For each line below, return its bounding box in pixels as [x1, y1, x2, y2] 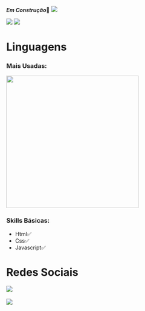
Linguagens [6, 40, 67, 54]
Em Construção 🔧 [6, 7, 50, 13]
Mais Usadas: [6, 62, 47, 70]
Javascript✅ [14, 244, 47, 251]
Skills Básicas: [6, 217, 50, 225]
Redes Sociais [6, 265, 79, 279]
